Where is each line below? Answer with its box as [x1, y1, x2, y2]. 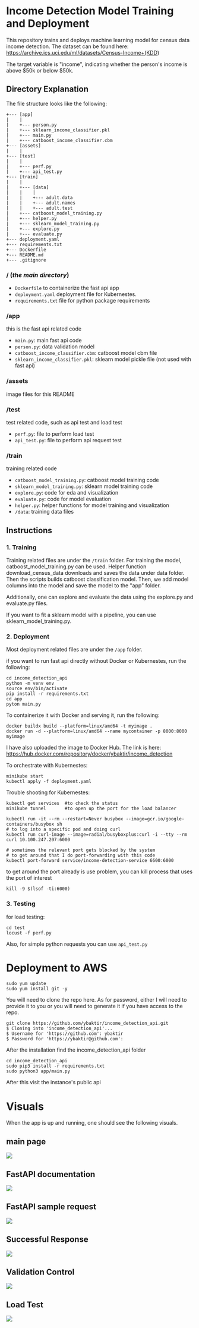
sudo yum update [6, 981, 46, 987]
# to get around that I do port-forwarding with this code [6, 852, 156, 858]
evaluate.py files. [6, 599, 48, 607]
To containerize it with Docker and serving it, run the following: [6, 712, 160, 719]
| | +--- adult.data [6, 194, 73, 200]
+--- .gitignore [6, 257, 46, 263]
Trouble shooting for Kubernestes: [6, 789, 90, 796]
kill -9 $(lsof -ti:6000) [6, 886, 70, 892]
